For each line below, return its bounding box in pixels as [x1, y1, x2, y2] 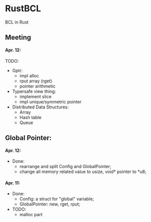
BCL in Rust [5, 19, 29, 25]
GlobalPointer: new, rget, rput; [19, 201, 80, 207]
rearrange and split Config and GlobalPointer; [19, 164, 112, 170]
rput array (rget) [19, 78, 52, 84]
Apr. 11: [5, 180, 21, 186]
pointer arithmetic [19, 83, 55, 89]
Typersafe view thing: [12, 88, 56, 94]
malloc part [19, 212, 43, 218]
